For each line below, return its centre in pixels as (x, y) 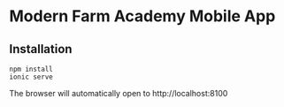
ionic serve (31, 77)
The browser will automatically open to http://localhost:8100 (119, 93)
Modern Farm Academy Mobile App (142, 16)
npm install (31, 69)
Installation (41, 49)
